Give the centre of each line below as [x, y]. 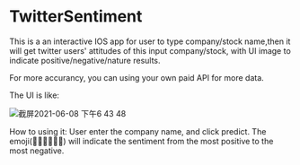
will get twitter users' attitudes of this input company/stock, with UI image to [150, 50]
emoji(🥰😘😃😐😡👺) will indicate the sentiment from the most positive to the [141, 141]
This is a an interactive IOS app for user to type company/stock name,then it [150, 41]
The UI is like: [35, 95]
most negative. [37, 151]
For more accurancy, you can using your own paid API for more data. [137, 77]
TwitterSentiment [76, 17]
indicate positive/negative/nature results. [85, 60]
